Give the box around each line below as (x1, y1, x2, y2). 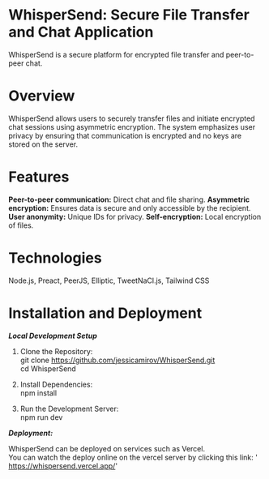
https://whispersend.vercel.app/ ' (8, 460, 118, 471)
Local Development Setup (8, 331, 97, 340)
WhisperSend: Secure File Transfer (8, 6, 250, 24)
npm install (19, 387, 58, 398)
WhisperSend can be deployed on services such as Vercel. (8, 443, 205, 453)
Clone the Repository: (19, 346, 93, 356)
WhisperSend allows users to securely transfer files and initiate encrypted (8, 113, 255, 123)
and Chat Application (8, 23, 154, 41)
